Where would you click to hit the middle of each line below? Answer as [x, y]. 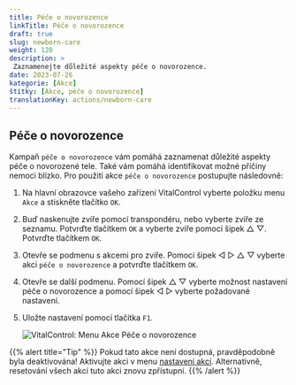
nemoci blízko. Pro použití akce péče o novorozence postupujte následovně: [147, 176]
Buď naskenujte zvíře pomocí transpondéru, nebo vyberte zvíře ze [143, 219]
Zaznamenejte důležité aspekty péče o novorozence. [110, 67]
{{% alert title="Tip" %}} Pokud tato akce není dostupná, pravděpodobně [142, 352]
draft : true [31, 34]
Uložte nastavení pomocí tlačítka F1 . [87, 318]
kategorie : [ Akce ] [43, 83]
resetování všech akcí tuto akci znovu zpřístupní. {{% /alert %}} [125, 371]
